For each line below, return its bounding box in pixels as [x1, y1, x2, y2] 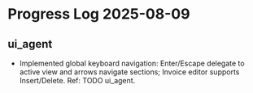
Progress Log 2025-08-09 [7, 5, 190, 23]
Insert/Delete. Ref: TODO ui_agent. [19, 76, 136, 85]
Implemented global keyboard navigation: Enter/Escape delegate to [19, 58, 245, 68]
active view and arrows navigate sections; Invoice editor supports [19, 67, 240, 77]
